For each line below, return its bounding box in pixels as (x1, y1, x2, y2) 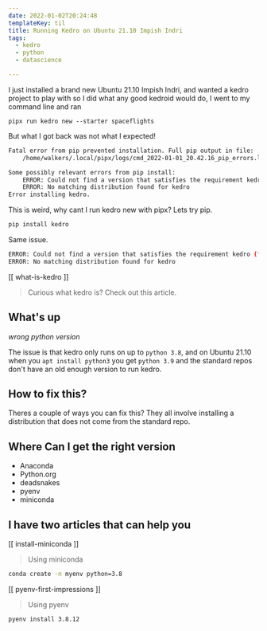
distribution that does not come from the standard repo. (8, 417, 191, 426)
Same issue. (8, 235, 48, 244)
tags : (8, 33, 26, 42)
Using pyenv (27, 599, 69, 609)
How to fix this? (8, 387, 87, 401)
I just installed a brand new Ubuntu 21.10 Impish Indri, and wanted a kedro (8, 84, 249, 94)
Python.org (19, 469, 57, 479)
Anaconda (19, 461, 54, 471)
